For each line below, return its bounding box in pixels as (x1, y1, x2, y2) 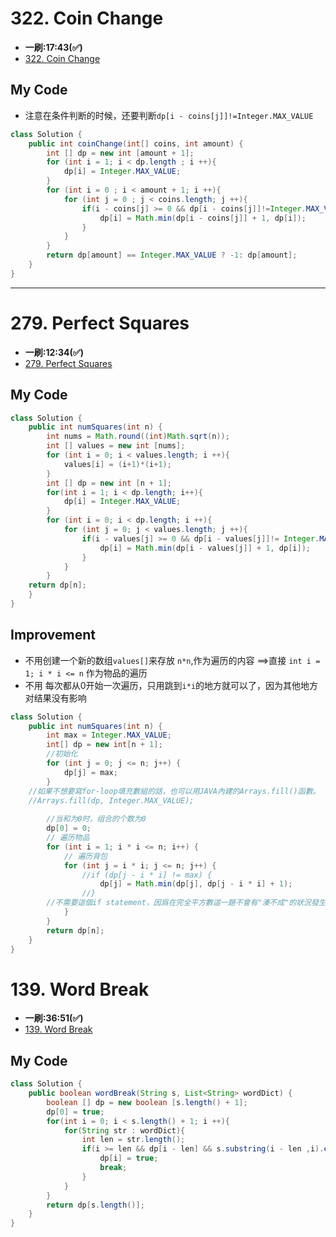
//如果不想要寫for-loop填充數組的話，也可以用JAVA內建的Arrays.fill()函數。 (28, 786, 321, 796)
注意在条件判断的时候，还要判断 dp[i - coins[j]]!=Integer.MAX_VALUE (24, 109, 314, 121)
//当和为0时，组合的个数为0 (46, 814, 147, 824)
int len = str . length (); (81, 1135, 186, 1145)
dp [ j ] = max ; (63, 767, 118, 777)
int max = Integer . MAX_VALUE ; (46, 730, 172, 741)
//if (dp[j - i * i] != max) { (81, 870, 213, 880)
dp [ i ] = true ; (99, 1153, 159, 1164)
